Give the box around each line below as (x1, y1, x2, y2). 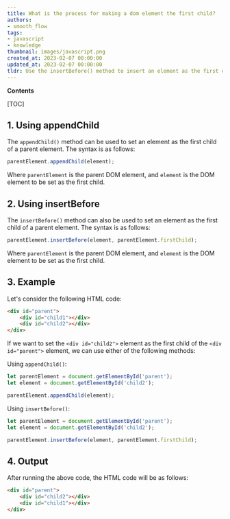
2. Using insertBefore (7, 198, 101, 209)
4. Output (7, 455, 49, 467)
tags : (7, 29, 23, 36)
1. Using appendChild (7, 119, 100, 131)
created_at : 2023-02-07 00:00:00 (7, 55, 103, 62)
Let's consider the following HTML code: (7, 295, 122, 303)
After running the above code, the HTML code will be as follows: (7, 474, 189, 482)
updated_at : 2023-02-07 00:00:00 (7, 61, 103, 68)
